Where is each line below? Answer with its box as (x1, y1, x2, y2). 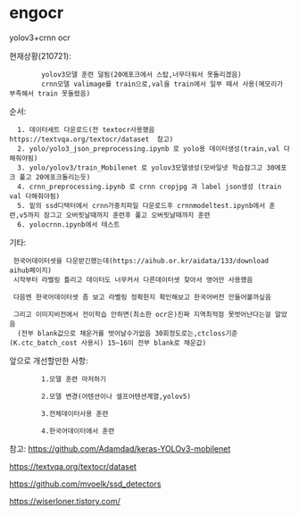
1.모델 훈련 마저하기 (41, 374, 107, 384)
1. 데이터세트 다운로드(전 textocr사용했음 (17, 125, 155, 134)
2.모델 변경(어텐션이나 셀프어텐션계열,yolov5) (41, 392, 192, 401)
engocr (9, 3, 64, 23)
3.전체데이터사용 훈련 (41, 409, 109, 418)
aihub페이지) (9, 266, 52, 275)
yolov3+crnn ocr (9, 32, 71, 43)
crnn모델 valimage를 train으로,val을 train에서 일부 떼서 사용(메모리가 (41, 79, 284, 88)
